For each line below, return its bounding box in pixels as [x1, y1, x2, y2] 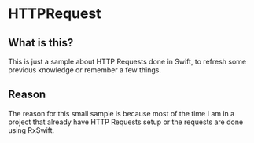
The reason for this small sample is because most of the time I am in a [8, 108, 235, 118]
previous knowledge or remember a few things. [8, 65, 161, 75]
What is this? [8, 36, 74, 49]
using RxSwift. [8, 125, 55, 134]
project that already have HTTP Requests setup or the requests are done [8, 117, 244, 126]
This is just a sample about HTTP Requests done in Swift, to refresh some [8, 57, 247, 66]
